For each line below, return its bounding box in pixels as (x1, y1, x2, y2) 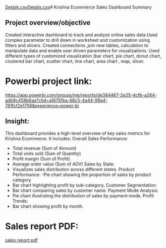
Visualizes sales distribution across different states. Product (12, 166, 135, 172)
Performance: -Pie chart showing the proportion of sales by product (12, 171, 152, 177)
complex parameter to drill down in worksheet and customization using (5, 37, 150, 43)
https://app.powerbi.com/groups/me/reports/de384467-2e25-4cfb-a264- (5, 92, 157, 98)
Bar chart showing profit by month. (12, 203, 84, 209)
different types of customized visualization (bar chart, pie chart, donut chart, (5, 53, 162, 59)
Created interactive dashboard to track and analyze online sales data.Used (5, 32, 158, 38)
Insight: (5, 117, 30, 126)
